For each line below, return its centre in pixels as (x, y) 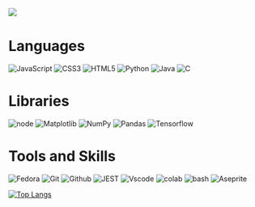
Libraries (39, 101)
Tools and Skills (62, 156)
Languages (47, 46)
